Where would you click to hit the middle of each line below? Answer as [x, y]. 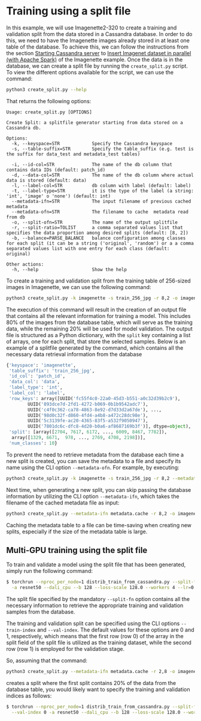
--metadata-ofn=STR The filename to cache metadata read [100, 212]
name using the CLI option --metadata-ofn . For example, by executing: [93, 467]
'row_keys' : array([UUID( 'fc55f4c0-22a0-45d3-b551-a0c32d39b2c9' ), [95, 398]
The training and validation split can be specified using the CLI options [93, 624]
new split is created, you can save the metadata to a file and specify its [94, 461]
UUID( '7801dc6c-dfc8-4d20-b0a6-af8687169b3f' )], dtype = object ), [109, 426]
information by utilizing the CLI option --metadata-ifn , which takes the [93, 496]
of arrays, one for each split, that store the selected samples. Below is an [96, 341]
